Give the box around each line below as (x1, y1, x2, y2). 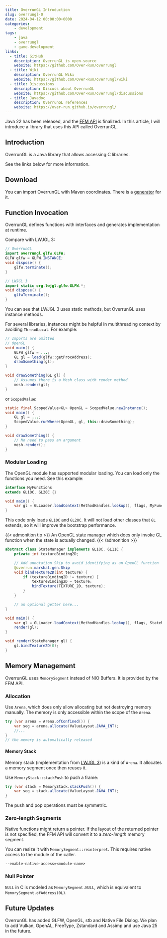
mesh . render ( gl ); (14, 382, 50, 387)
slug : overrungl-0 (5, 12, 43, 17)
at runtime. (5, 227, 27, 233)
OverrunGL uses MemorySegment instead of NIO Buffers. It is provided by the (5, 675, 159, 681)
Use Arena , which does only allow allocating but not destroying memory (5, 704, 152, 710)
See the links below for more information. (5, 161, 90, 167)
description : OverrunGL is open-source (14, 58, 97, 63)
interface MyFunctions (5, 485, 52, 490)
